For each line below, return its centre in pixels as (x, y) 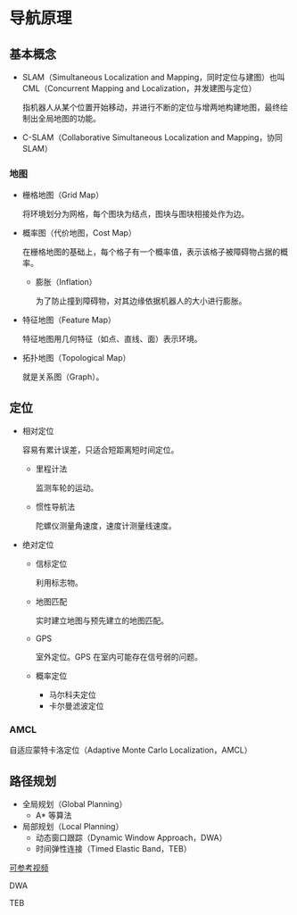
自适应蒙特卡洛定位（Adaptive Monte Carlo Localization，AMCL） (131, 750)
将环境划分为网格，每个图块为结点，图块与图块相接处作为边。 (136, 214)
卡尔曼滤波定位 (76, 706)
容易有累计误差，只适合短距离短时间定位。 (100, 450)
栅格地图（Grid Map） (63, 195)
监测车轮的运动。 (67, 488)
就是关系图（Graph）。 (63, 377)
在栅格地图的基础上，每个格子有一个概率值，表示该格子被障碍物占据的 (151, 252)
